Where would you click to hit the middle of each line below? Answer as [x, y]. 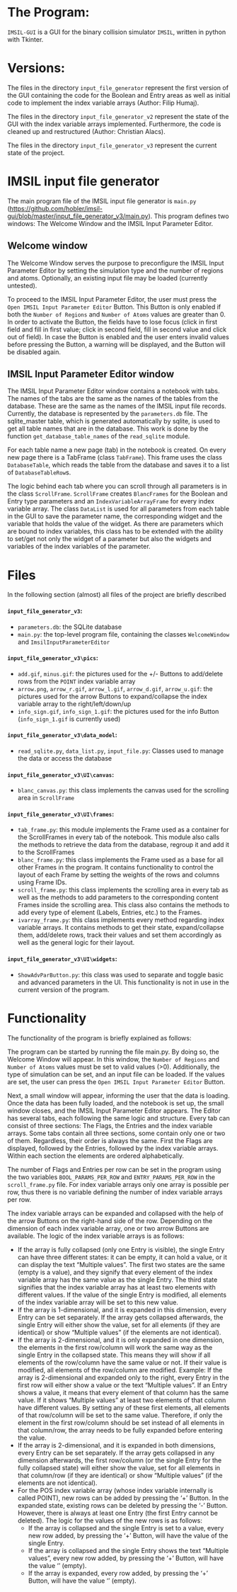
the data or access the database [64, 758]
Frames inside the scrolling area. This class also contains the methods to [123, 905]
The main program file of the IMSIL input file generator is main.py [102, 201]
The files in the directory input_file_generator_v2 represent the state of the [118, 116]
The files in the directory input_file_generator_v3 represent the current [112, 145]
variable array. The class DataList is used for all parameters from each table [118, 509]
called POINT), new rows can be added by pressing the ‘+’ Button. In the [123, 1498]
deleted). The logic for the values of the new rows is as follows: [110, 1520]
